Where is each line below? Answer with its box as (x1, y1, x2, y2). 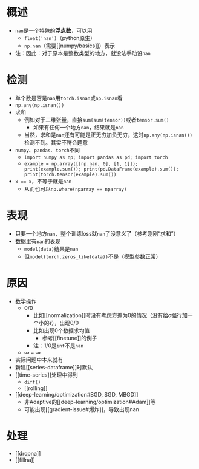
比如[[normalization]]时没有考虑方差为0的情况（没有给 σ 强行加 (33, 311, 188, 319)
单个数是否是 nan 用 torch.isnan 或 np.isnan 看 (15, 94, 123, 101)
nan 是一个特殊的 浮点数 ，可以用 (15, 27, 93, 34)
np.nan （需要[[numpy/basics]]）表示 (24, 42, 115, 49)
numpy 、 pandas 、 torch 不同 (15, 146, 80, 154)
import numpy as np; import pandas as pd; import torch (24, 154, 168, 160)
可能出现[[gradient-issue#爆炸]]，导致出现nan (24, 405, 139, 413)
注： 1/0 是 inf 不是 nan (33, 341, 83, 349)
